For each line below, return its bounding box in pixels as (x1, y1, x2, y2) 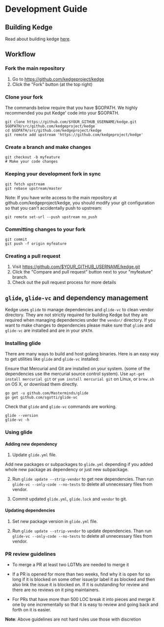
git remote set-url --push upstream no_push (5, 215, 97, 219)
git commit (5, 237, 27, 242)
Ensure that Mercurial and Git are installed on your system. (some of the (5, 366, 150, 372)
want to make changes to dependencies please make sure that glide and (5, 322, 153, 328)
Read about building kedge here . (5, 36, 71, 42)
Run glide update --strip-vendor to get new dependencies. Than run (12, 476, 154, 482)
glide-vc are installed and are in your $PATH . (5, 327, 94, 333)
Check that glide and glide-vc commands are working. (5, 404, 117, 409)
